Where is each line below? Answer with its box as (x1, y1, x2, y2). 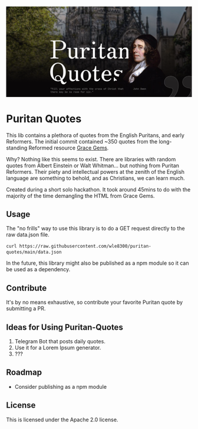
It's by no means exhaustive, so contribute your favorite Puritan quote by (6, 299, 183, 306)
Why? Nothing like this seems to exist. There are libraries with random (6, 155, 176, 162)
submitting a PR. (6, 305, 46, 312)
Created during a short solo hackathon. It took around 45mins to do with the (6, 186, 191, 193)
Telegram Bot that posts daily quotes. (14, 337, 106, 344)
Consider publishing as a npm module (14, 383, 107, 390)
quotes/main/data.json (6, 249, 62, 255)
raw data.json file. (6, 231, 50, 238)
